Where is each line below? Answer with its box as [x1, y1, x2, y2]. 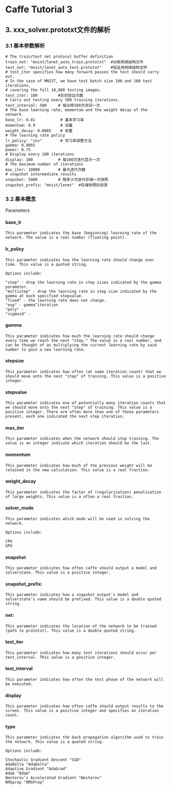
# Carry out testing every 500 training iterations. [5, 97, 120, 102]
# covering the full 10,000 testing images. [5, 87, 102, 93]
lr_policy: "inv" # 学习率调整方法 [5, 138, 92, 143]
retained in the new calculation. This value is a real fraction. [5, 467, 150, 472]
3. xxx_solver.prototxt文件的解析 [5, 25, 111, 34]
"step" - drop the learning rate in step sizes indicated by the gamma [5, 280, 161, 285]
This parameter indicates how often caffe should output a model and [5, 565, 157, 571]
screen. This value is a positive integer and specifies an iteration [5, 708, 159, 713]
